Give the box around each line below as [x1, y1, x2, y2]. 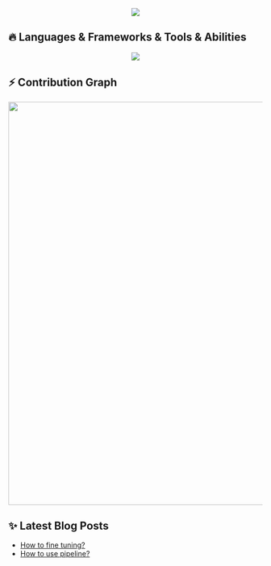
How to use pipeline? [19, 549, 90, 559]
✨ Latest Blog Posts [8, 519, 109, 533]
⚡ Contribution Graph [8, 76, 118, 89]
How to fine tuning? [19, 540, 85, 550]
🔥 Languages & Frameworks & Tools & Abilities [8, 31, 248, 44]
